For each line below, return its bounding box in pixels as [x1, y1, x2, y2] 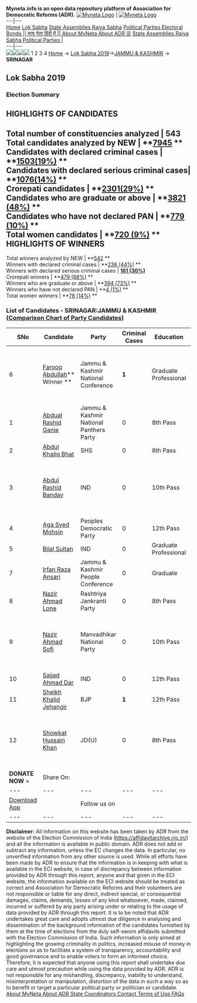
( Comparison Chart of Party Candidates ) [6, 314, 124, 322]
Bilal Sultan [42, 545, 73, 553]
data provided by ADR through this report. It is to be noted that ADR [6, 909, 169, 916]
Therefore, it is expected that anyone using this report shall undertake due [6, 959, 186, 966]
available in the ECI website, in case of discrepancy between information [6, 865, 182, 872]
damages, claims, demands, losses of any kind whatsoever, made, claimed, [6, 896, 188, 904]
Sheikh [42, 687, 62, 696]
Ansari [42, 572, 60, 581]
